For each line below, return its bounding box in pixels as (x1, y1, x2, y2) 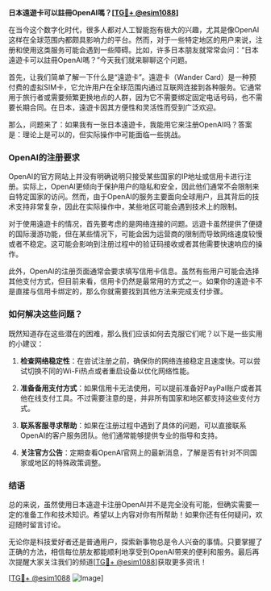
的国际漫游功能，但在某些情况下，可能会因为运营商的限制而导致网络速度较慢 (8, 229, 263, 239)
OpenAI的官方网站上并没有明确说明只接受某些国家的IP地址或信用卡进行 (8, 172, 244, 181)
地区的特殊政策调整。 (34, 457, 106, 467)
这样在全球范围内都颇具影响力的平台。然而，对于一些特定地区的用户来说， (8, 35, 256, 44)
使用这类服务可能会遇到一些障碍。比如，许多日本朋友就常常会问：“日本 (22, 45, 260, 55)
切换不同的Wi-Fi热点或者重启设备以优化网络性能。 (27, 366, 194, 376)
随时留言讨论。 (15, 519, 65, 529)
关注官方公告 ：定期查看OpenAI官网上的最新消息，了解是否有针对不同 (19, 447, 250, 457)
